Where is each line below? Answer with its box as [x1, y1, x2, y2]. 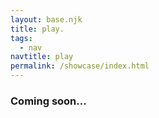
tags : [10, 33, 33, 43]
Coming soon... [10, 94, 87, 108]
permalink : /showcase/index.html [10, 61, 150, 71]
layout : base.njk [10, 14, 83, 25]
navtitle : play [10, 52, 74, 62]
